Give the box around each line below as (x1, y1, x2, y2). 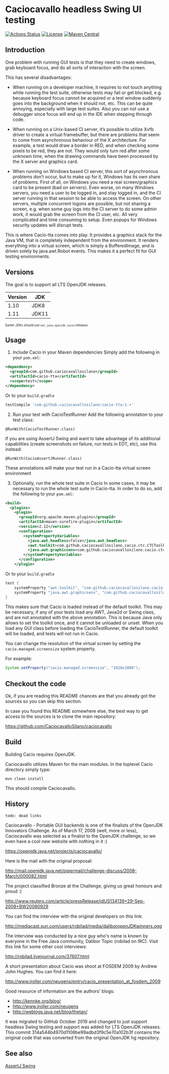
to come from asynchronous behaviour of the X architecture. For (12, 137, 146, 143)
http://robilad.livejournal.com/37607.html (5, 953, 90, 959)
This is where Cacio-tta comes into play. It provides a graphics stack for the (5, 232, 162, 238)
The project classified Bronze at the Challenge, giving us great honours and (5, 883, 162, 889)
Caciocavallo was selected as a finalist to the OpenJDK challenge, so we (5, 833, 156, 839)
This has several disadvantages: (5, 74, 72, 80)
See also (5, 1049, 33, 1058)
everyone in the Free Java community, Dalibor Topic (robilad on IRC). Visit (5, 938, 158, 944)
